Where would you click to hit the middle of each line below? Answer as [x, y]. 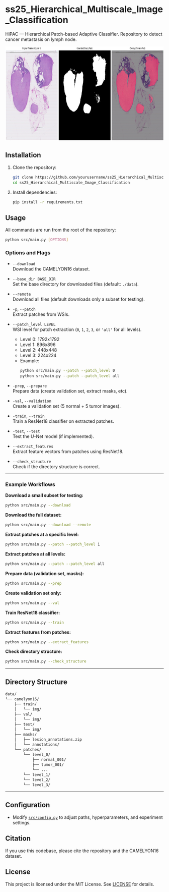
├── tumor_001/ [48, 765]
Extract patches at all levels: [35, 554]
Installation [23, 155]
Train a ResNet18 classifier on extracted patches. [63, 421]
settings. [22, 822]
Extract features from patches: [38, 632]
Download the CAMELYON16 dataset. [51, 269]
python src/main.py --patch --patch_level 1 [53, 544]
